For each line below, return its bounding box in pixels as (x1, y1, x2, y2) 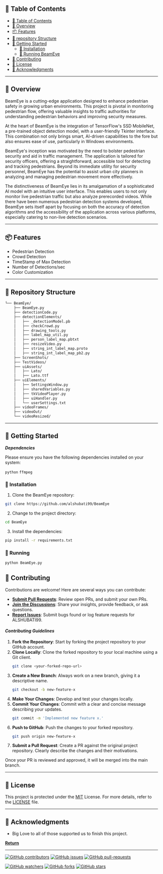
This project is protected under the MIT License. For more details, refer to (5, 794, 152, 800)
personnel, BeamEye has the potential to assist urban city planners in (5, 168, 144, 174)
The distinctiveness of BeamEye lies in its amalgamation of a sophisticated (5, 183, 154, 189)
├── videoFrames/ (14, 405, 49, 410)
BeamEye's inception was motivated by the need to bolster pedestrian (5, 148, 145, 154)
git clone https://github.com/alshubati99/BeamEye (5, 501, 110, 506)
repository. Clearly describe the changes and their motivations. (12, 748, 138, 754)
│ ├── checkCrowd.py (14, 323, 60, 328)
